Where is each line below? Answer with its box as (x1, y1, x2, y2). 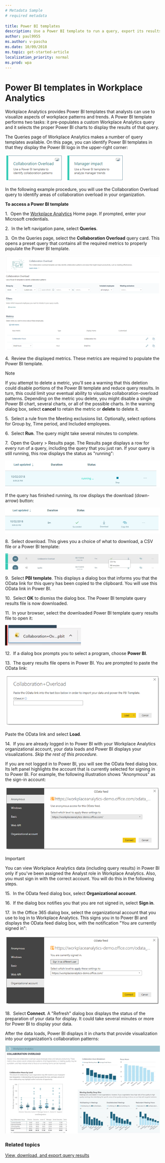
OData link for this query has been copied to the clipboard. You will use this (5, 581, 158, 586)
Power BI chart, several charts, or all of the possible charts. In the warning (5, 400, 155, 407)
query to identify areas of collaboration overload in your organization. (5, 192, 146, 197)
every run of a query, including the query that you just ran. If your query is (5, 445, 155, 451)
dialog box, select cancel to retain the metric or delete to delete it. (5, 406, 139, 412)
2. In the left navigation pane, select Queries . (5, 226, 98, 232)
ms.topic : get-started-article (5, 49, 69, 54)
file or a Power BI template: (5, 543, 60, 549)
